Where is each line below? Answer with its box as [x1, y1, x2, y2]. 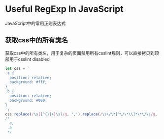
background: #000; [9, 98, 48, 103]
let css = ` [5, 66, 30, 71]
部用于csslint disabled [5, 56, 50, 62]
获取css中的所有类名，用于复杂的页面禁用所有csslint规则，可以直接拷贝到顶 [5, 50, 159, 56]
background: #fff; [9, 80, 48, 84]
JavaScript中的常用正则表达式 [5, 20, 66, 26]
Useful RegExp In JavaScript [5, 3, 124, 15]
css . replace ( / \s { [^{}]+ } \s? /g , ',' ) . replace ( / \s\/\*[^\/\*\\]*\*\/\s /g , [5, 111, 158, 116]
